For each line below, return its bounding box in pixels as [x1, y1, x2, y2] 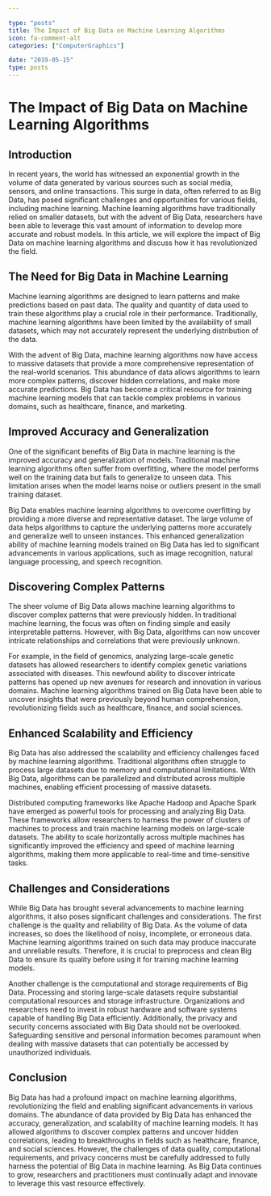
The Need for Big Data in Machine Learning [8, 270, 229, 284]
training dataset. [8, 489, 63, 499]
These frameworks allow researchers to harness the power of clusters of [8, 815, 251, 825]
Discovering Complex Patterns [8, 580, 165, 594]
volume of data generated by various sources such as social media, [8, 178, 233, 187]
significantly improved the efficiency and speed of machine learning [8, 841, 235, 851]
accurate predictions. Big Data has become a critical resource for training [8, 384, 252, 394]
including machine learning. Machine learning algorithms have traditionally [8, 204, 256, 213]
